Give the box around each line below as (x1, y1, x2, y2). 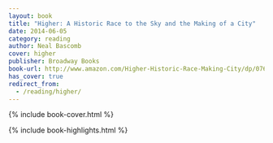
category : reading (8, 34, 71, 43)
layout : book (8, 11, 53, 20)
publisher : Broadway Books (8, 58, 100, 66)
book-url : (8, 65, 42, 73)
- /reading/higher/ (15, 87, 82, 96)
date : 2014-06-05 (8, 27, 67, 35)
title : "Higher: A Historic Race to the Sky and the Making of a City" (8, 19, 256, 28)
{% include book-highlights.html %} (8, 125, 128, 135)
